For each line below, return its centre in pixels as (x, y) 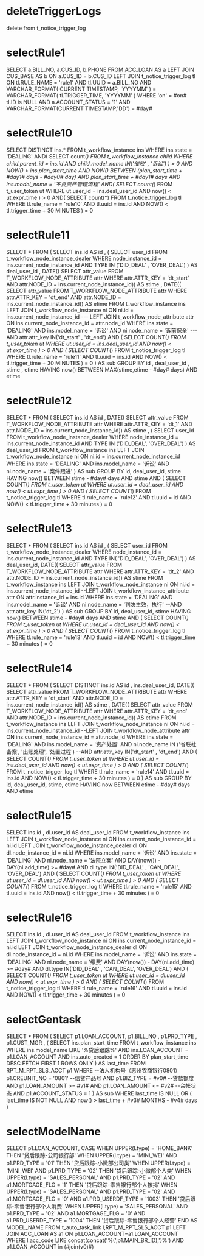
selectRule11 (38, 235)
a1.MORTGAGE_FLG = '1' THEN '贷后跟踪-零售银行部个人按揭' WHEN (92, 1185)
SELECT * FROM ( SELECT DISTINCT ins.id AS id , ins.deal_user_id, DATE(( (100, 685)
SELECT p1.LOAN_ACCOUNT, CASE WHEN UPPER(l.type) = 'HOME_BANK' (100, 1148)
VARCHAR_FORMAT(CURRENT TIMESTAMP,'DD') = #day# (80, 108)
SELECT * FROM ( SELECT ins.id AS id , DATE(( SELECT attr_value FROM (98, 417)
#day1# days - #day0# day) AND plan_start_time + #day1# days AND (93, 177)
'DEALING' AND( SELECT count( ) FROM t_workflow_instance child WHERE (100, 156)
